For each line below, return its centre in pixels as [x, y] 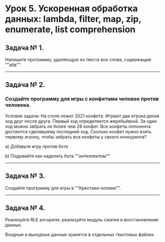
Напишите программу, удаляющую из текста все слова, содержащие [78, 59]
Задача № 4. [25, 208]
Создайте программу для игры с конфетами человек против [82, 99]
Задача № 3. [25, 176]
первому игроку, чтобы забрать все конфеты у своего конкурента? [76, 137]
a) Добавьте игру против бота [37, 146]
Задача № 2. [25, 85]
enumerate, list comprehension [70, 30]
